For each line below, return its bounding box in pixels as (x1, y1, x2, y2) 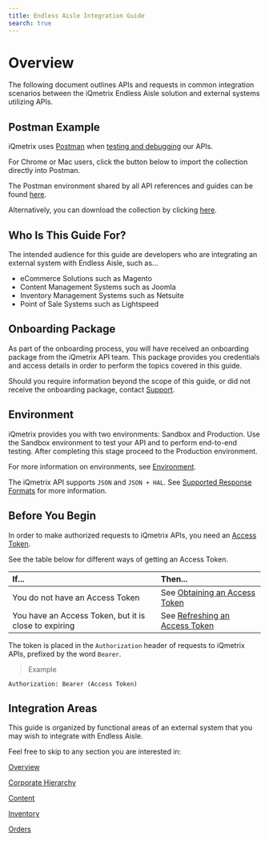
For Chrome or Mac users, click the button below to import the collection (8, 157, 248, 167)
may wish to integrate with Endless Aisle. (8, 731, 143, 741)
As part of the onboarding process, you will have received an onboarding (8, 344, 250, 353)
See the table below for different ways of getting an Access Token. (8, 554, 229, 564)
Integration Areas (8, 702, 98, 715)
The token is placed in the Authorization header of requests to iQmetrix (8, 640, 246, 650)
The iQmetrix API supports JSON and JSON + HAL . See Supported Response (8, 477, 252, 487)
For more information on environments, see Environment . (8, 461, 196, 471)
